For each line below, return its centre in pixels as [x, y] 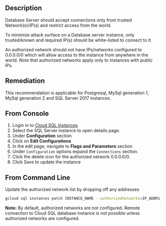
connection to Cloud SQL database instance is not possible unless [72, 213]
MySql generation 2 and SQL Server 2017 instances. [58, 98]
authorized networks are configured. [42, 219]
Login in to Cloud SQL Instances [45, 125]
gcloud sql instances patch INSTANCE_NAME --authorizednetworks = [74, 199]
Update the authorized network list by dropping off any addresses [72, 189]
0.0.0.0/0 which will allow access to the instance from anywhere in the [77, 55]
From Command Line [38, 177]
